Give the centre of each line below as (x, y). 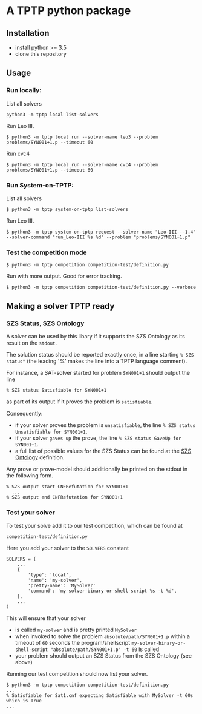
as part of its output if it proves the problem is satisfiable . (80, 402)
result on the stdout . (32, 343)
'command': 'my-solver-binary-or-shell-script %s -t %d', (103, 591)
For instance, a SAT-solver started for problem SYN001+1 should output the (98, 372)
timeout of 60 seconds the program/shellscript (73, 643)
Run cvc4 (18, 153)
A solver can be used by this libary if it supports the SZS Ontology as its (96, 336)
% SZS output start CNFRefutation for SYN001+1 (67, 487)
